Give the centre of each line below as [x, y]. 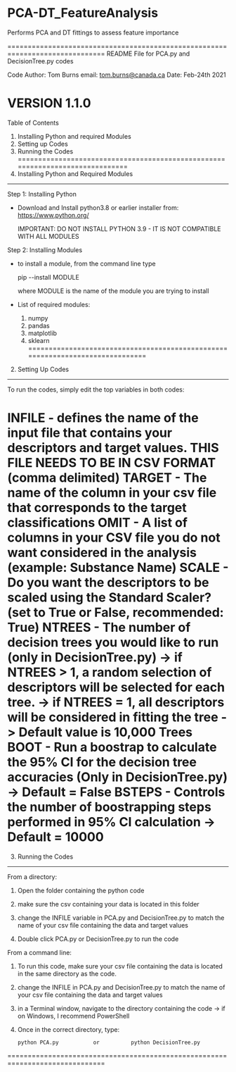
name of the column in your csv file [112, 493]
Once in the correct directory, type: [68, 1029]
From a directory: [32, 877]
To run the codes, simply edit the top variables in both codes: [96, 389]
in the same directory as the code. [67, 973]
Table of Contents [33, 123]
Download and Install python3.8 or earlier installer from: [98, 207]
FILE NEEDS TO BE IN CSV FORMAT [112, 463]
